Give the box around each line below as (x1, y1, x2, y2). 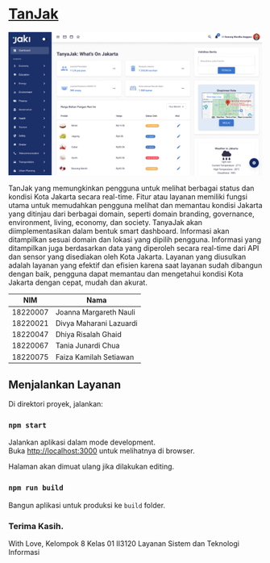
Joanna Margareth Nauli (55, 307, 135, 317)
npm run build (8, 483, 64, 493)
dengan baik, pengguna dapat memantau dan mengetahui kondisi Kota (8, 269, 243, 278)
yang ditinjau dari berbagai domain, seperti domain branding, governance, (8, 209, 255, 219)
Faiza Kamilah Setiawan (55, 352, 135, 361)
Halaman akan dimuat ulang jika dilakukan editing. (8, 461, 175, 472)
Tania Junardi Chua (55, 340, 120, 351)
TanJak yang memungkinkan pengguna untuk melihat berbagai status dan (8, 183, 255, 193)
